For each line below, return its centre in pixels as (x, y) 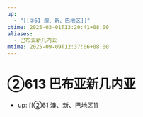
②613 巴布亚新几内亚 (71, 84)
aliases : (20, 34)
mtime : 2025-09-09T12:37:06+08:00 (58, 47)
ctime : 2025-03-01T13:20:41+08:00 (58, 27)
